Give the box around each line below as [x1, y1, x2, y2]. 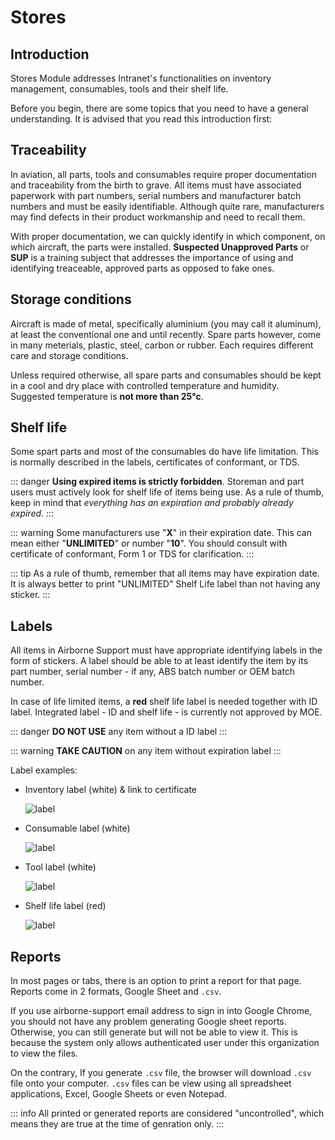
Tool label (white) [24, 861, 97, 873]
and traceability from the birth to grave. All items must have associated [10, 179, 302, 191]
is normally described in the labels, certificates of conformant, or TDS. [10, 456, 300, 468]
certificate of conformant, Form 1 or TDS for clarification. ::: [10, 548, 255, 560]
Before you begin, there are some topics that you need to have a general [10, 102, 309, 114]
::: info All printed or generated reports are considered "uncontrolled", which [10, 1107, 325, 1120]
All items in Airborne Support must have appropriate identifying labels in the [10, 644, 323, 656]
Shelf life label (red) [24, 900, 107, 912]
